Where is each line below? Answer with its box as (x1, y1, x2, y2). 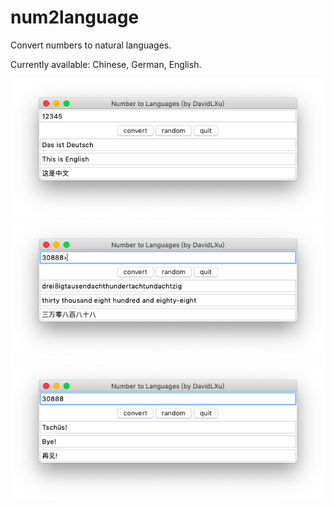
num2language (10, 6, 140, 29)
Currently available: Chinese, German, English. (10, 58, 202, 70)
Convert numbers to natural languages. (10, 39, 172, 51)
